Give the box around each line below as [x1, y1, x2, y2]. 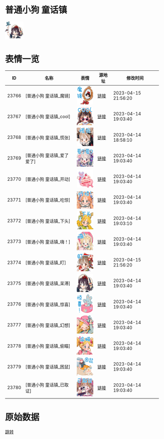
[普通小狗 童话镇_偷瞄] [25, 343, 71, 349]
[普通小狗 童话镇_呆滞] [25, 281, 71, 286]
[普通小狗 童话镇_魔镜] [25, 93, 71, 99]
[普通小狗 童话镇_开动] [25, 176, 71, 182]
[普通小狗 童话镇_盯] [25, 260, 66, 265]
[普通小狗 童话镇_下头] [25, 218, 71, 224]
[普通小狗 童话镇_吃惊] [25, 197, 71, 203]
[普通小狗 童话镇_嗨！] [25, 239, 71, 244]
